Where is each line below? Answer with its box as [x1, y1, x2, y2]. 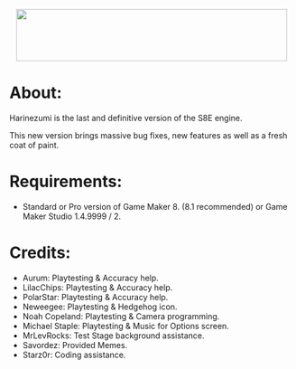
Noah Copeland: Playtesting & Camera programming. [22, 310, 220, 321]
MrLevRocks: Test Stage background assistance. [22, 330, 205, 341]
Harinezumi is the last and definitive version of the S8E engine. [9, 112, 243, 123]
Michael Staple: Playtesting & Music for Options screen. [22, 320, 230, 331]
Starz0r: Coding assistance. [22, 349, 126, 360]
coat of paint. [9, 139, 60, 150]
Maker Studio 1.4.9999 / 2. [22, 211, 122, 222]
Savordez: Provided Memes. [22, 339, 128, 350]
